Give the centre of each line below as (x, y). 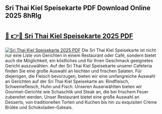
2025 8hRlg (23, 16)
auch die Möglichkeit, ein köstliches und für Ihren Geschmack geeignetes (79, 60)
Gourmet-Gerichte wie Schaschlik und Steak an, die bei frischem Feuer (77, 92)
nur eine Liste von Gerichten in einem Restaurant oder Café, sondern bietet (81, 55)
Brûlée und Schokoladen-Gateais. (39, 107)
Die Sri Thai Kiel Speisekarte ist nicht (119, 50)
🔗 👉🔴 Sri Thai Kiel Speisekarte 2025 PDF (69, 36)
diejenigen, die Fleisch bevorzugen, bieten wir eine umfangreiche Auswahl (80, 76)
